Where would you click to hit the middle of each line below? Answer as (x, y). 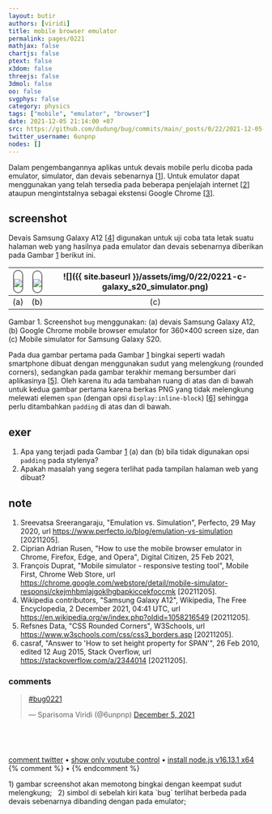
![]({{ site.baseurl (97, 276)
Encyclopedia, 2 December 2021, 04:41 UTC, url (100, 608)
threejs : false (34, 76)
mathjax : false (34, 46)
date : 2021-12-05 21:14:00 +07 (61, 122)
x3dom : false (30, 69)
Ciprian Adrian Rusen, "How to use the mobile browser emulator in (131, 548)
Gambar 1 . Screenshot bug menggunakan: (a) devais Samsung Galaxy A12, (132, 322)
